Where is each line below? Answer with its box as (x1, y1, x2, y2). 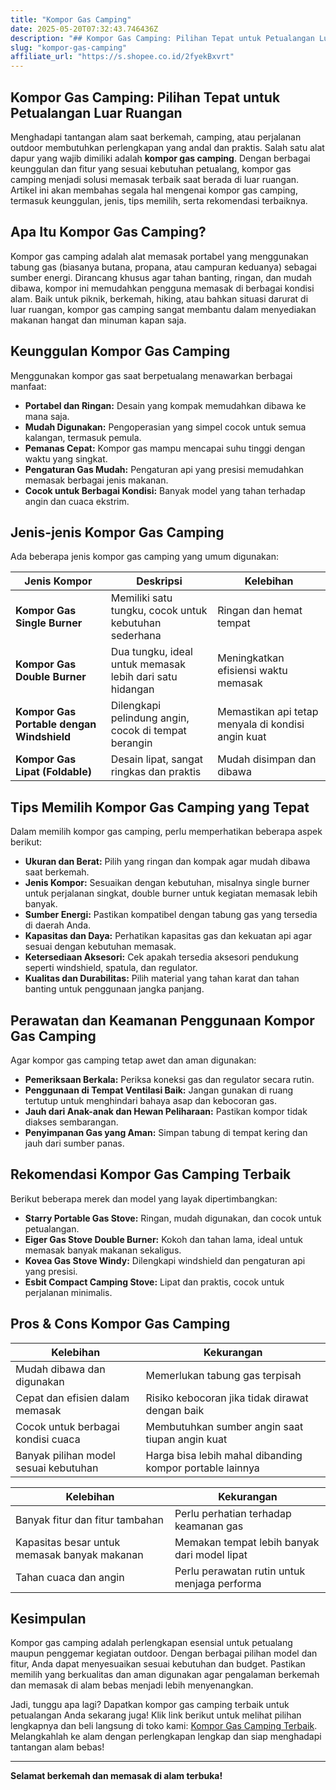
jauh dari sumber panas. (24, 1137, 125, 1149)
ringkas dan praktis (110, 765, 202, 779)
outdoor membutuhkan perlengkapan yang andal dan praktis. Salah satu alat (10, 141, 325, 153)
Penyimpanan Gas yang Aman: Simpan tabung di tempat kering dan (24, 1127, 308, 1138)
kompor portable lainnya (145, 1461, 260, 1475)
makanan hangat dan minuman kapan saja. (10, 314, 187, 326)
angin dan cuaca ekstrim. (24, 495, 130, 507)
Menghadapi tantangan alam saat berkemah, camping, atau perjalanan (10, 131, 302, 143)
